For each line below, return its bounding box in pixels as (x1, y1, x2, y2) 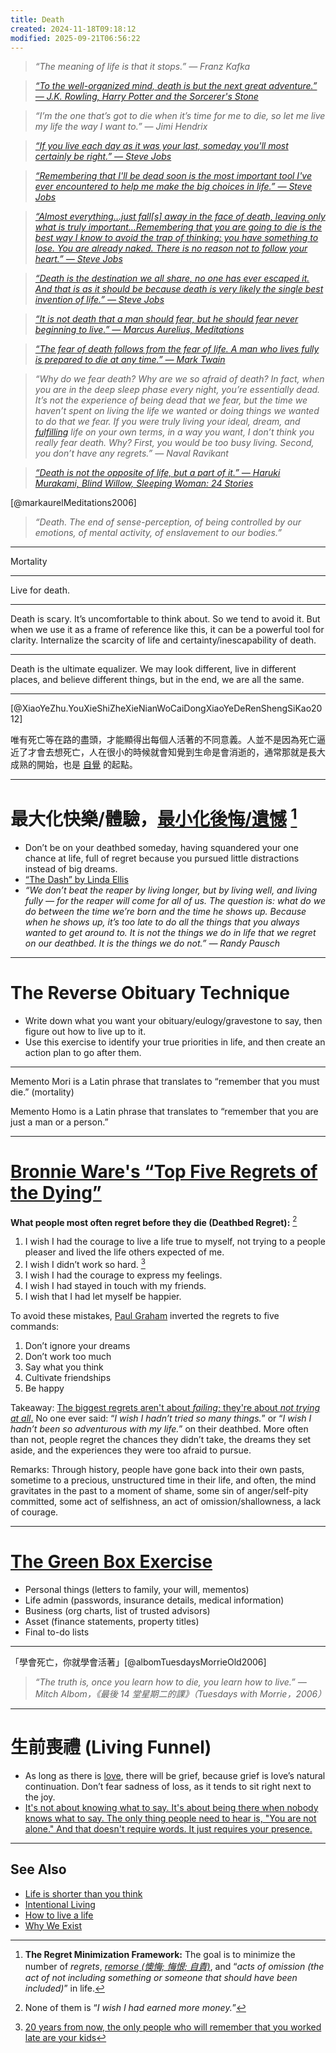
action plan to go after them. (24, 1046, 142, 1058)
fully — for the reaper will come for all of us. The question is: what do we (24, 894, 326, 906)
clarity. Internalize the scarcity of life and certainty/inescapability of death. (10, 634, 317, 646)
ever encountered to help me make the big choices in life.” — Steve (34, 181, 313, 193)
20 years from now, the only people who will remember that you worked (24, 2021, 322, 2033)
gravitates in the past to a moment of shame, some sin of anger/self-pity (10, 1484, 309, 1496)
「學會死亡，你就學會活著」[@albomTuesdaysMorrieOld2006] (10, 1656, 267, 1668)
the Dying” (10, 1181, 102, 1204)
